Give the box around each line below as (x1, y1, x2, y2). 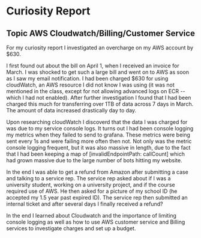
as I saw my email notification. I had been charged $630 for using (6, 75, 169, 82)
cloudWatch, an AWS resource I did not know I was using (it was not (6, 81, 175, 88)
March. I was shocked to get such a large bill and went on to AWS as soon (6, 69, 190, 76)
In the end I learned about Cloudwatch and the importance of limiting (6, 212, 177, 219)
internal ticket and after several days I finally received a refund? (6, 200, 163, 207)
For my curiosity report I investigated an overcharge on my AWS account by (6, 44, 194, 51)
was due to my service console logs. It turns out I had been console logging (6, 125, 194, 132)
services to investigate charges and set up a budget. (6, 225, 136, 232)
